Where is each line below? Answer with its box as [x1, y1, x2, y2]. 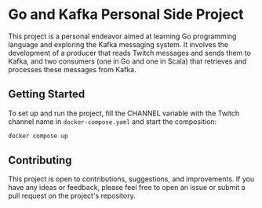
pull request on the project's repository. [8, 191, 136, 201]
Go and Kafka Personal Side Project [8, 5, 245, 24]
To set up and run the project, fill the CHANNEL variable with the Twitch [8, 108, 240, 118]
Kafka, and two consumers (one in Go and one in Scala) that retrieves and [8, 57, 247, 66]
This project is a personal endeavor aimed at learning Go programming [8, 31, 237, 41]
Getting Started [8, 88, 86, 101]
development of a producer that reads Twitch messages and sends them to [8, 48, 251, 57]
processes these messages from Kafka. [8, 64, 136, 74]
